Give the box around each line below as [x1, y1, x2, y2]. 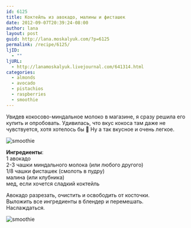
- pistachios [11, 86, 44, 92]
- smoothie [11, 97, 38, 102]
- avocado [11, 81, 35, 86]
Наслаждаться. [6, 204, 46, 211]
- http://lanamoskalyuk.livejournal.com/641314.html [11, 63, 144, 70]
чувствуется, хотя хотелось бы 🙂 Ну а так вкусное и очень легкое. [6, 126, 175, 133]
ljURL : [6, 58, 22, 64]
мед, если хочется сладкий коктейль [6, 180, 100, 187]
